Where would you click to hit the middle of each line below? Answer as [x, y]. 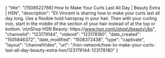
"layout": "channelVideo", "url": [37, 45]
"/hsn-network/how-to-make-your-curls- [113, 45]
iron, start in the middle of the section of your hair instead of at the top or [80, 23]
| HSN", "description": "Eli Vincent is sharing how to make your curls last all [82, 13]
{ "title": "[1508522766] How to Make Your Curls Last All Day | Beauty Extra [83, 8]
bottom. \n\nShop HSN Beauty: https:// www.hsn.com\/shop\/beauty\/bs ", [80, 29]
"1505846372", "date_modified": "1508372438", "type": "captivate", [75, 39]
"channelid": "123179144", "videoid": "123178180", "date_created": [73, 34]
